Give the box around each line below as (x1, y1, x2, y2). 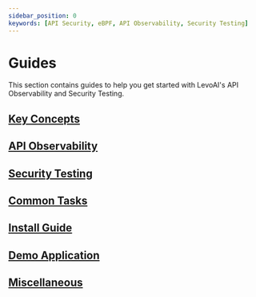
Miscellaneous (8, 276, 83, 290)
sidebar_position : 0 (8, 11, 78, 20)
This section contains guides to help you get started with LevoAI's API (8, 80, 238, 90)
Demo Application (8, 248, 100, 262)
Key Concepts (8, 112, 80, 125)
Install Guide (8, 222, 73, 235)
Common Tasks (8, 194, 88, 207)
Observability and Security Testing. (8, 89, 125, 99)
